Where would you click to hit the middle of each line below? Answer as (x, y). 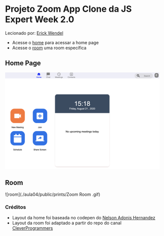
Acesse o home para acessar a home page (55, 42)
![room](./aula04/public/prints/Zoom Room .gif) (53, 194)
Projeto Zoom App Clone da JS (69, 9)
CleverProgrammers (32, 228)
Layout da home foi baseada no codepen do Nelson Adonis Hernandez (84, 218)
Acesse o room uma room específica (49, 48)
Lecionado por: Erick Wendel (34, 33)
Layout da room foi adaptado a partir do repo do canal (67, 223)
